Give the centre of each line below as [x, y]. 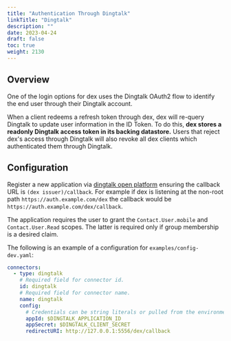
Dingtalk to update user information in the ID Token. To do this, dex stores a [114, 124]
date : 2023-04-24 [32, 33]
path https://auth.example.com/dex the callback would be [89, 199]
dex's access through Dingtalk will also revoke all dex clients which [102, 139]
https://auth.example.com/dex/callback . [65, 206]
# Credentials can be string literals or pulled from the [110, 312]
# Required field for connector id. [72, 280]
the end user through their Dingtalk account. [70, 103]
